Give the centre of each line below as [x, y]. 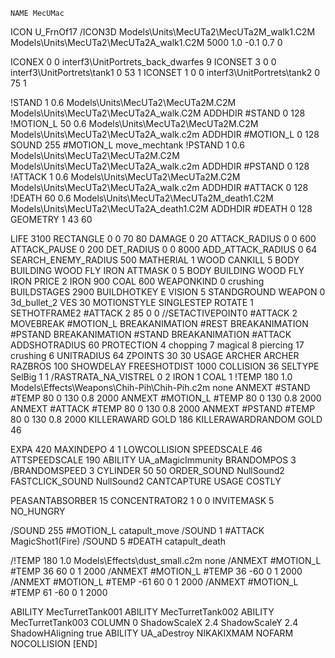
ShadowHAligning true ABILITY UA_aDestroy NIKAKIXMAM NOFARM [152, 633]
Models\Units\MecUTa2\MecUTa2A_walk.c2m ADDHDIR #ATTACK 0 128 [159, 187]
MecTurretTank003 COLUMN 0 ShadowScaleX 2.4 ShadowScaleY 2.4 [154, 622]
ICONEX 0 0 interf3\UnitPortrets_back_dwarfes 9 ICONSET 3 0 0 [143, 62]
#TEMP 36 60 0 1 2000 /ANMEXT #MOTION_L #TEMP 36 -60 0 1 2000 [156, 571]
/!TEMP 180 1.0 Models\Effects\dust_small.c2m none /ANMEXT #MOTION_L [166, 560]
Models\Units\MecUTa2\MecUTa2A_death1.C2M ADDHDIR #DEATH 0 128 [161, 208]
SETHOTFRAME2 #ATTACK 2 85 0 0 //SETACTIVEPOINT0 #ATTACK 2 [154, 313]
